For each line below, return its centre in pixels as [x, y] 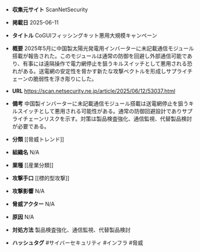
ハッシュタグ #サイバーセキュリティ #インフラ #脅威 [78, 243]
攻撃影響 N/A [28, 191]
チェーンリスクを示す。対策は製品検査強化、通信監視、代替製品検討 [107, 119]
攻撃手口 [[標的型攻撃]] [41, 178]
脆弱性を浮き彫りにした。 [65, 79]
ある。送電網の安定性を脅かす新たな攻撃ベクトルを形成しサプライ [105, 71]
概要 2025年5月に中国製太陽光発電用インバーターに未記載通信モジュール [103, 48]
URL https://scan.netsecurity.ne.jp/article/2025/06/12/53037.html [94, 91]
